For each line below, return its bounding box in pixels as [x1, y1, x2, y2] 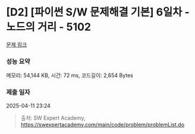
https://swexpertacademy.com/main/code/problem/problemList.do [20, 121, 185, 128]
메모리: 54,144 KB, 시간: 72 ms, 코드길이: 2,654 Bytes [6, 72, 134, 79]
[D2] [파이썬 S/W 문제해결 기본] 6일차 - [6, 5, 190, 19]
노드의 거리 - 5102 [6, 20, 91, 34]
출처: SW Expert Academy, [20, 114, 86, 122]
